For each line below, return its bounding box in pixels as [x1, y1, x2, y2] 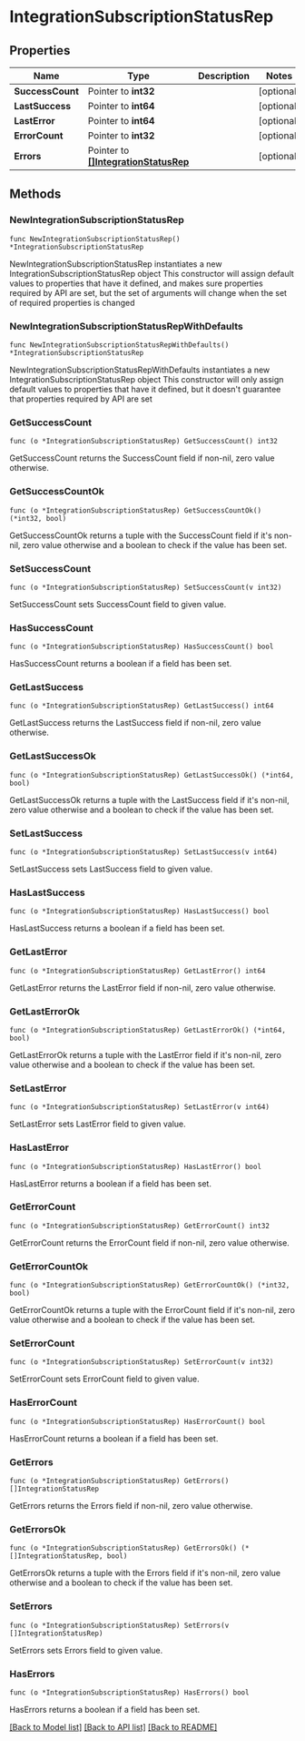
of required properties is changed [9, 297, 135, 308]
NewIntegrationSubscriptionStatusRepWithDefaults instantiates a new [9, 364, 271, 375]
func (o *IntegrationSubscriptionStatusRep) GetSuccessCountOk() [9, 505, 261, 515]
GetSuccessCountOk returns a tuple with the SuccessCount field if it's [9, 530, 272, 541]
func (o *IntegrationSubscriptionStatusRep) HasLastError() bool [9, 1162, 261, 1171]
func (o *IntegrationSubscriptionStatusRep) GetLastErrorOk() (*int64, [9, 1025, 286, 1034]
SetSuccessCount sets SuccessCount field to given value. [9, 598, 227, 609]
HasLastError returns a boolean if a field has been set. [9, 1177, 212, 1189]
